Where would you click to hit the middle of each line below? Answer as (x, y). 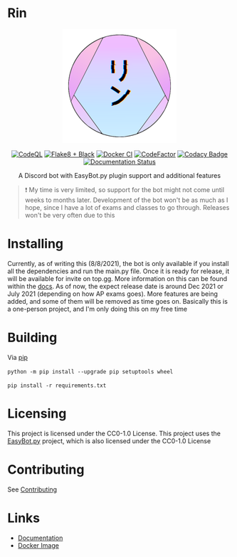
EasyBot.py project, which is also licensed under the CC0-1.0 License (109, 441)
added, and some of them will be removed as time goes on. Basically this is (117, 301)
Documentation (40, 538)
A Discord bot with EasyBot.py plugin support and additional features (120, 175)
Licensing (37, 413)
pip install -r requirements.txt (57, 386)
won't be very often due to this (70, 215)
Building (32, 338)
